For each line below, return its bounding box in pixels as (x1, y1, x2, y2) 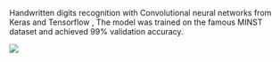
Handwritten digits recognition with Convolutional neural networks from (9, 8, 272, 18)
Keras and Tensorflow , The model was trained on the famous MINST (9, 17, 263, 27)
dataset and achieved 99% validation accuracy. (9, 27, 185, 36)
